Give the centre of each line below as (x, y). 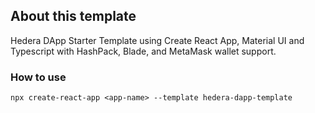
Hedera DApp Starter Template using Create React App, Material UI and (157, 40)
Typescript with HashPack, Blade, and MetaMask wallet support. (143, 51)
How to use (38, 77)
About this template (73, 16)
